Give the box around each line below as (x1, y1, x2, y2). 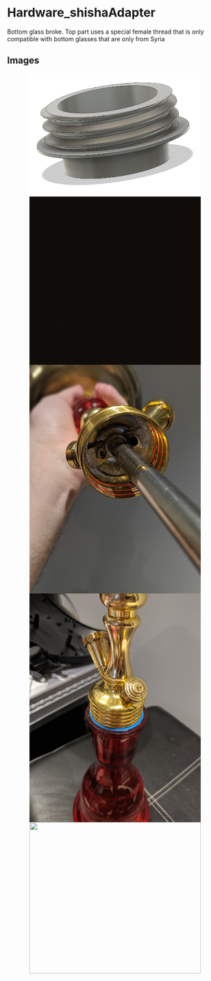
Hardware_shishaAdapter (7, 5, 156, 21)
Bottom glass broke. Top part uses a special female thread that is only (7, 27, 204, 36)
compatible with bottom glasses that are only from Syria (7, 34, 166, 43)
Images (7, 55, 40, 67)
